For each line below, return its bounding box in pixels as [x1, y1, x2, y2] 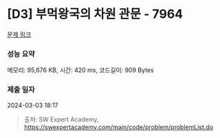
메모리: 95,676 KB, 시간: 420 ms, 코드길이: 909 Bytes [7, 66, 154, 74]
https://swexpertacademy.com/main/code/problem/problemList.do [23, 123, 214, 131]
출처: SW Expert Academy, [23, 115, 99, 124]
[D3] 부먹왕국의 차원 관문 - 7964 [7, 6, 184, 22]
